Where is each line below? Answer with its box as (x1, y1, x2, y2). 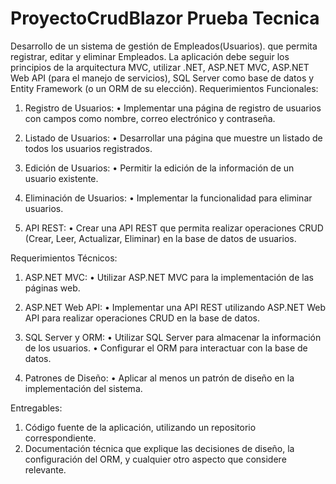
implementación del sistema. (24, 382, 143, 394)
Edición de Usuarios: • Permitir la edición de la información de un (24, 162, 295, 174)
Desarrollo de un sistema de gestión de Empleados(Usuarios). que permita (10, 40, 318, 52)
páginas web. (24, 282, 81, 294)
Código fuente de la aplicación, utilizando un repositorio (24, 421, 257, 433)
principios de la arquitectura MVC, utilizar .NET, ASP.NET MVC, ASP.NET (10, 61, 310, 73)
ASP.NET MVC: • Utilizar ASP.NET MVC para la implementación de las (24, 271, 314, 283)
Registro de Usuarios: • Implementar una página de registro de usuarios (24, 102, 322, 114)
